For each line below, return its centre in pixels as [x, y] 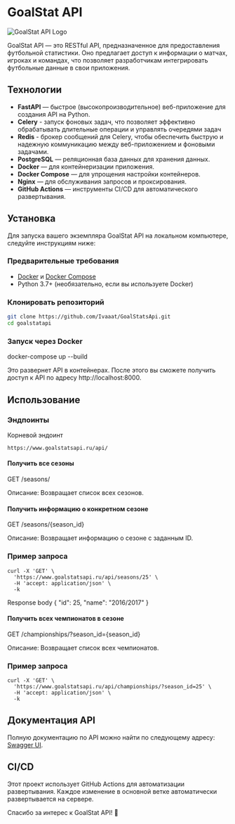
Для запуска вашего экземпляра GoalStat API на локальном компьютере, [118, 236]
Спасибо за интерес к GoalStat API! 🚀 [63, 812]
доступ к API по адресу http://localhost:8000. [74, 378]
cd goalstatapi [29, 323]
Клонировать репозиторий [56, 302]
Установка [32, 219]
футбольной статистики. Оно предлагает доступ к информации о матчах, [117, 53]
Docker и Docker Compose [56, 276]
